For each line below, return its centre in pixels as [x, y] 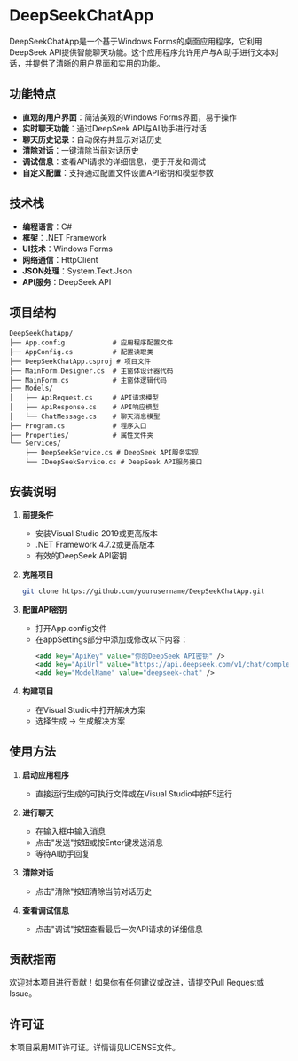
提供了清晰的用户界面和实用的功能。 [98, 63]
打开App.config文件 [71, 629]
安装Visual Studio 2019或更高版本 [96, 534]
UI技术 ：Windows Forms [67, 249]
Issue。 [23, 994]
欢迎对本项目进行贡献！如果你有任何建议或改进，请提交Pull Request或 [137, 983]
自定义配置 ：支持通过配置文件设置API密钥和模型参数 [118, 172]
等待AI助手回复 [63, 853]
